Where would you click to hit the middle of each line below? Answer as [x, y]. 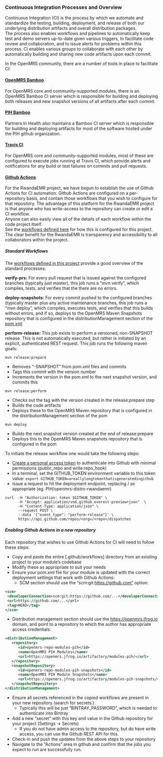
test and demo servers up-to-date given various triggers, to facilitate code [79, 39]
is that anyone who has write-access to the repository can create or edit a [79, 209]
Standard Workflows [27, 251]
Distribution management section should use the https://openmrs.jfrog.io [85, 619]
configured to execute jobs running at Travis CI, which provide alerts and [78, 160]
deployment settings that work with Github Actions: [63, 578]
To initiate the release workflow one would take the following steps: [72, 454]
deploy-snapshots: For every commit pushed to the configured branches [79, 298]
